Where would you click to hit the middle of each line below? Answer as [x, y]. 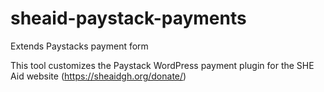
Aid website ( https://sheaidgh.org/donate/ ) [98, 76]
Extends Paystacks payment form [79, 46]
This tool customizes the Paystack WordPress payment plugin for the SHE [162, 65]
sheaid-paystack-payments [128, 18]
